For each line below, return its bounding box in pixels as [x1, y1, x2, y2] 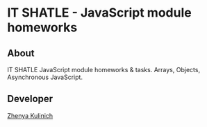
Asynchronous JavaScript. [7, 73, 83, 81]
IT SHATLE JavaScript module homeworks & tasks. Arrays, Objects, [7, 66, 200, 74]
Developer [7, 93, 53, 105]
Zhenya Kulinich [7, 111, 53, 119]
